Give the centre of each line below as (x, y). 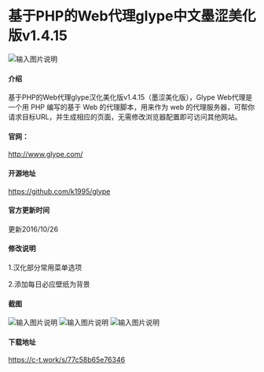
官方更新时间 (29, 210)
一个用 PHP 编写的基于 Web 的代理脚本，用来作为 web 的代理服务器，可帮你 (132, 108)
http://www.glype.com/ (46, 155)
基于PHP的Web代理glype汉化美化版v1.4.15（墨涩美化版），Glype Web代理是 (130, 97)
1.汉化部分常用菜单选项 (45, 267)
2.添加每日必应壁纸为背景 (49, 284)
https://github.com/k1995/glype (59, 191)
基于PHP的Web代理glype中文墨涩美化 (132, 16)
